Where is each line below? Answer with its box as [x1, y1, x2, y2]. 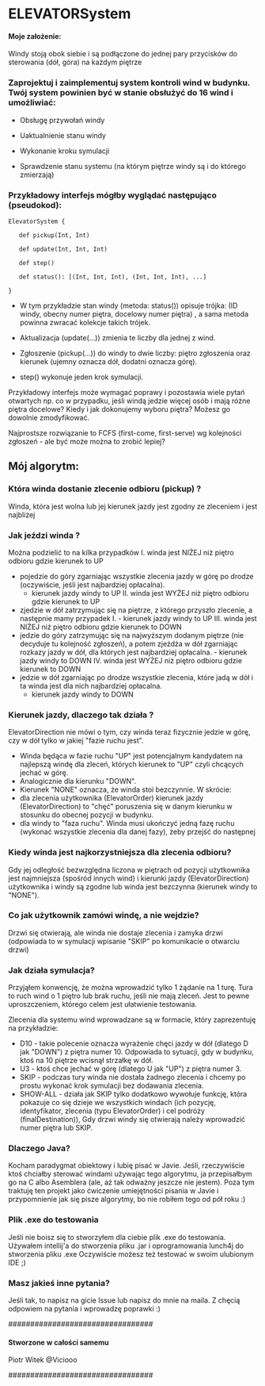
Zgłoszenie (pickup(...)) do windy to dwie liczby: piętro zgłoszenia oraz [19, 348, 251, 358]
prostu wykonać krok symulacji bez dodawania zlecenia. [19, 1081, 204, 1091]
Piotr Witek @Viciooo [8, 1355, 78, 1365]
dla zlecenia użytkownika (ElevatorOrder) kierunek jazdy [19, 793, 204, 803]
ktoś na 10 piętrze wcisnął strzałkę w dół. [19, 1056, 153, 1065]
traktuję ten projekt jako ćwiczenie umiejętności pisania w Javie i [8, 1186, 219, 1196]
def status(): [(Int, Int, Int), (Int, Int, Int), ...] [18, 273, 207, 281]
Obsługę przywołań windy [19, 115, 105, 125]
